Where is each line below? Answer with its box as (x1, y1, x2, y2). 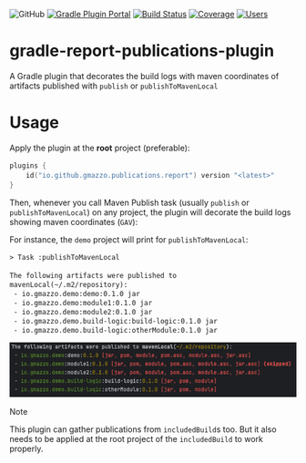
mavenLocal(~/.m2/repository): (9, 280, 128, 289)
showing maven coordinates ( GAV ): (9, 216, 138, 227)
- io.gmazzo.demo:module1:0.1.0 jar (13, 298, 153, 307)
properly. (9, 443, 44, 454)
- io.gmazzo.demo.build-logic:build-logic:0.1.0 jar (13, 316, 219, 325)
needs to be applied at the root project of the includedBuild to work (9, 433, 264, 444)
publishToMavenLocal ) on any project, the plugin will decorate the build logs (9, 206, 291, 218)
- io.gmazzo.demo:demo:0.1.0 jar (13, 289, 141, 298)
